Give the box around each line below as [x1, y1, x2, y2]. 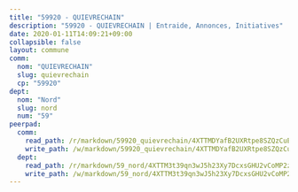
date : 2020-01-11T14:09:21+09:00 [9, 29, 133, 38]
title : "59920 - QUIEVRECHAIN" [9, 12, 125, 22]
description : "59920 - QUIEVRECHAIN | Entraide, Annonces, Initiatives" [9, 21, 284, 30]
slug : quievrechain [17, 71, 90, 80]
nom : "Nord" [17, 95, 62, 104]
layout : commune [9, 46, 69, 55]
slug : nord [17, 104, 58, 112]
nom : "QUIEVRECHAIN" [17, 63, 93, 72]
